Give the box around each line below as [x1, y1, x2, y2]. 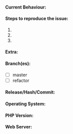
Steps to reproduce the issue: [5, 16, 69, 22]
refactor [12, 77, 29, 83]
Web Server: [5, 124, 32, 130]
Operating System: [5, 101, 46, 107]
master [12, 72, 28, 78]
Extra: [5, 49, 19, 55]
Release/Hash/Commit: [5, 89, 55, 95]
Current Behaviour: [5, 4, 46, 10]
